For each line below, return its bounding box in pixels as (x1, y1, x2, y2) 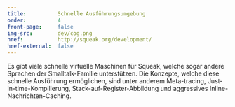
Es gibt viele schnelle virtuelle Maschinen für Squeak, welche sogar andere (7, 62, 224, 70)
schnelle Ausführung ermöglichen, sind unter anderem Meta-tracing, (7, 77, 206, 85)
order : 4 (7, 17, 61, 24)
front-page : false (7, 23, 74, 30)
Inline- (209, 85, 229, 92)
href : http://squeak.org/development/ (7, 36, 152, 43)
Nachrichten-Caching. (7, 92, 72, 100)
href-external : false (7, 43, 74, 50)
